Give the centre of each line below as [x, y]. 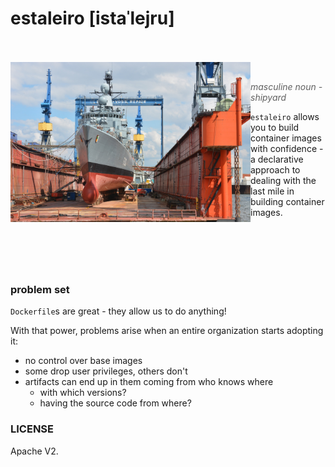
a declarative [277, 159]
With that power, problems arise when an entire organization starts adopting [167, 331]
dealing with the [283, 180]
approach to [275, 169]
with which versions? [83, 393]
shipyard [268, 97]
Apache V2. [34, 451]
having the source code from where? [115, 403]
